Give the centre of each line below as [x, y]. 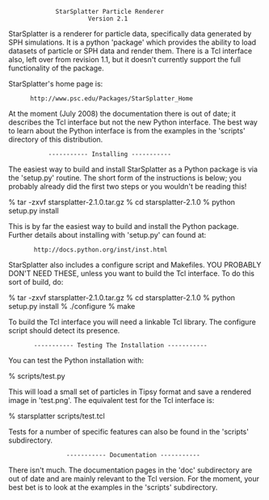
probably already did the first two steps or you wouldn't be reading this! [128, 186]
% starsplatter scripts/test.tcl [57, 416]
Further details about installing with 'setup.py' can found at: [107, 235]
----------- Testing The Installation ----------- [120, 345]
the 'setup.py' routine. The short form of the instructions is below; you [125, 178]
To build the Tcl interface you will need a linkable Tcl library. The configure [132, 322]
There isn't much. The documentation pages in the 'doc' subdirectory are [130, 470]
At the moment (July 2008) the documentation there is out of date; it [122, 114]
